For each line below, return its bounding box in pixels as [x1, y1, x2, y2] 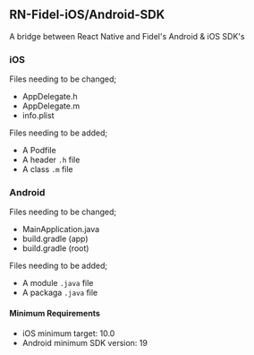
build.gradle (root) [21, 243, 89, 254]
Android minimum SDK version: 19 [21, 337, 148, 348]
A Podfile [21, 145, 56, 156]
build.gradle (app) [21, 233, 89, 245]
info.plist [21, 110, 55, 121]
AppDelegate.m [21, 100, 80, 111]
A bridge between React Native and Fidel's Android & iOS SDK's [9, 30, 245, 41]
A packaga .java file [21, 287, 98, 299]
